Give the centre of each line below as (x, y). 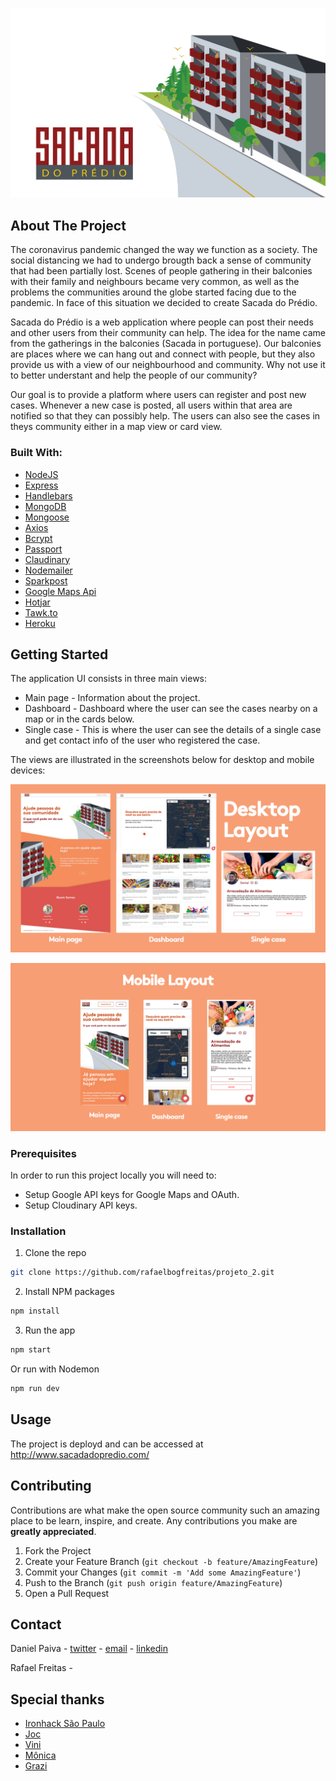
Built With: (36, 453)
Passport (43, 549)
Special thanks (57, 1699)
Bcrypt (38, 538)
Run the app (50, 1330)
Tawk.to (41, 612)
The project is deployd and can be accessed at (107, 1444)
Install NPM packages (69, 1292)
